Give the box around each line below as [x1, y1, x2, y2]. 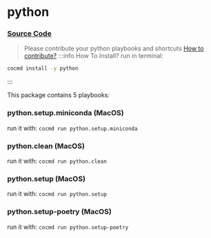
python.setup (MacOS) [7, 174, 86, 184]
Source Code [7, 29, 52, 39]
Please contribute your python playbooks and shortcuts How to [23, 44, 204, 52]
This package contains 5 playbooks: [7, 91, 110, 99]
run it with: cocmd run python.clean [7, 157, 107, 165]
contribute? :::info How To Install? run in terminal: [23, 52, 163, 60]
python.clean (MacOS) [7, 141, 85, 150]
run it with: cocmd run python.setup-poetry [7, 222, 129, 231]
